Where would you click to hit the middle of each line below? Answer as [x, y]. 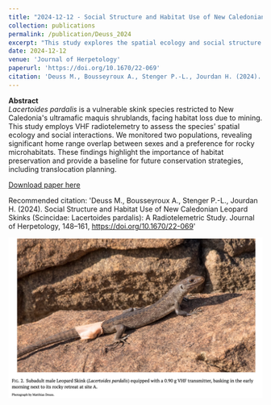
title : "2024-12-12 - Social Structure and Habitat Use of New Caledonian [137, 17]
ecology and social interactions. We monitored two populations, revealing [130, 135]
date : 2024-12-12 [38, 51]
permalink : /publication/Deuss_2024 [70, 34]
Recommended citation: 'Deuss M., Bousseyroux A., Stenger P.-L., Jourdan [133, 200]
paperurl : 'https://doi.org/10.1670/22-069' [84, 69]
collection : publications [52, 25]
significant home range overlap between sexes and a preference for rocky [132, 143]
